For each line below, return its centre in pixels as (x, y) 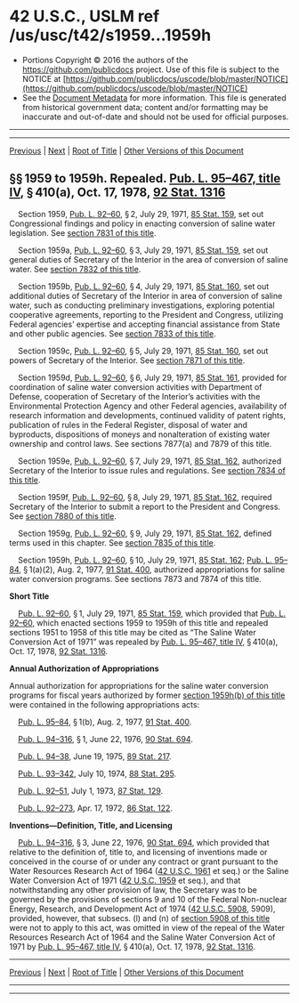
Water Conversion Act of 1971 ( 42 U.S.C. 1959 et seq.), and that (125, 880)
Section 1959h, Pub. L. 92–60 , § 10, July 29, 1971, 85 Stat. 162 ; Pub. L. (145, 560)
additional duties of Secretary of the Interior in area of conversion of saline (146, 295)
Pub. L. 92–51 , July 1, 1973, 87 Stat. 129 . (90, 790)
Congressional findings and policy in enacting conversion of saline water (142, 223)
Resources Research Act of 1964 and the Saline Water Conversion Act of (142, 937)
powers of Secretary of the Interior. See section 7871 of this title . (127, 360)
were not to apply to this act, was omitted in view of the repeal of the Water (147, 927)
